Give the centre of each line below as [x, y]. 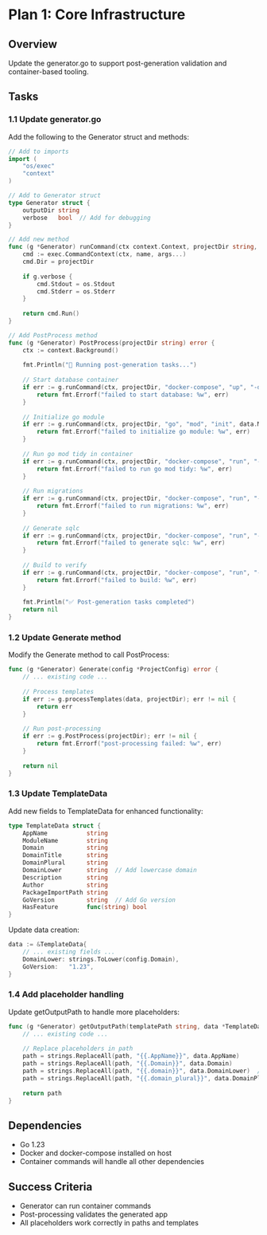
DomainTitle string [66, 855]
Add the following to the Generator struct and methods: [99, 136]
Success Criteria [50, 1187]
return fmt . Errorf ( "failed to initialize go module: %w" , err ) [143, 432]
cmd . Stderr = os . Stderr [76, 291]
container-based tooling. [48, 72]
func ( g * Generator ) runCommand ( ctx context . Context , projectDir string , [133, 247]
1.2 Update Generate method [65, 637]
